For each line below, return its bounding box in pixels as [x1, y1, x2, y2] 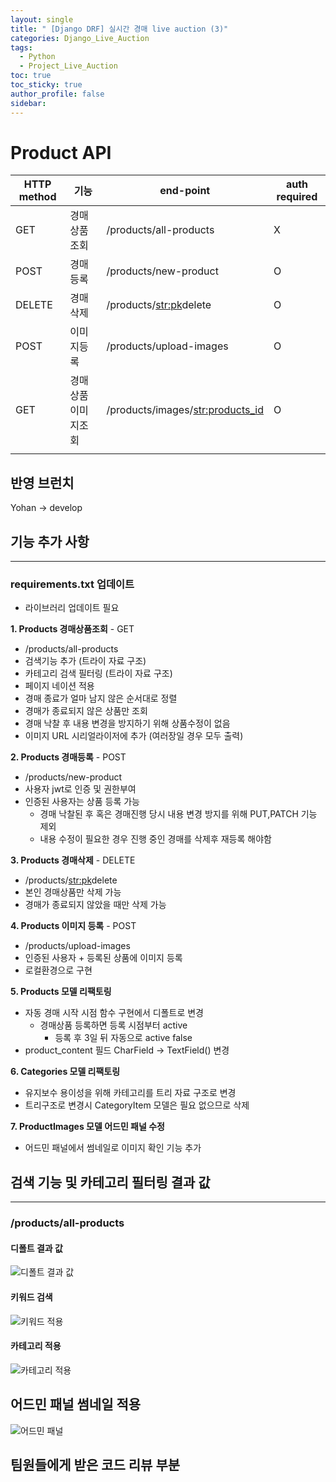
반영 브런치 [10, 474, 75, 491]
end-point [159, 184, 211, 198]
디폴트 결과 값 [10, 1242, 63, 1254]
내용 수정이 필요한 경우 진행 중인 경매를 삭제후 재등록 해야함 [39, 833, 272, 845]
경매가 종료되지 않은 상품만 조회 [24, 705, 148, 717]
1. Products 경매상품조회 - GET [10, 623, 135, 635]
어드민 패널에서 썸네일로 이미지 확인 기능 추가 [24, 1142, 202, 1154]
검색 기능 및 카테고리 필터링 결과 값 [10, 1174, 211, 1191]
